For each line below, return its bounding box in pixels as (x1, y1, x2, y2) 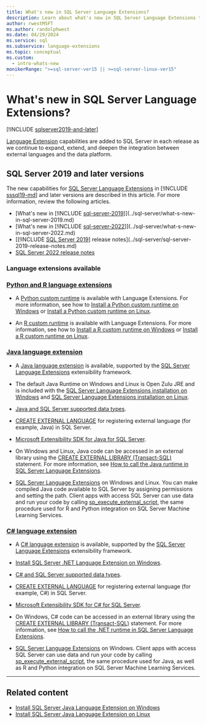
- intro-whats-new (12, 60, 59, 66)
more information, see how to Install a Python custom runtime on (15, 301, 179, 309)
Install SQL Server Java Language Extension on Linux (15, 710, 150, 718)
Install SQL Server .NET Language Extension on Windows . (15, 559, 162, 566)
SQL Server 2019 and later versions (6, 168, 144, 179)
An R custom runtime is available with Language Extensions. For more (15, 320, 192, 327)
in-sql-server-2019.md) (15, 216, 75, 224)
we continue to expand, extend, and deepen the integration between (6, 144, 180, 152)
